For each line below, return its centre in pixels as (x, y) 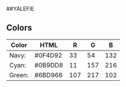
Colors (19, 28)
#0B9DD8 (49, 65)
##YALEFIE (20, 9)
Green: (19, 75)
